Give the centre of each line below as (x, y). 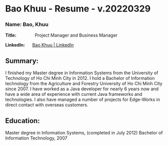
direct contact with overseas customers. (47, 105)
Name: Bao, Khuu (27, 25)
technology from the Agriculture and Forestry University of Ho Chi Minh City (84, 84)
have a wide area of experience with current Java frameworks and (74, 94)
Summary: (22, 61)
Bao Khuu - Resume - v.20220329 (78, 9)
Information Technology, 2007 (36, 138)
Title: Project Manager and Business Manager (61, 35)
